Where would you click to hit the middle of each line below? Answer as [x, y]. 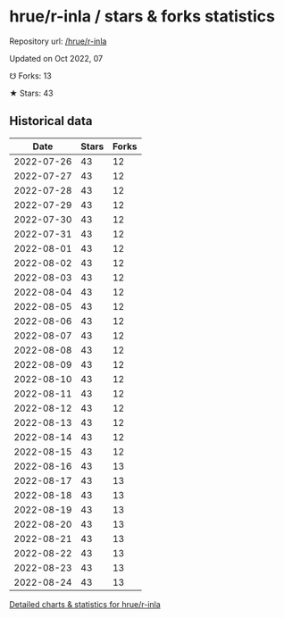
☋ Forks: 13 [30, 75]
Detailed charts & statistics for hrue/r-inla [85, 604]
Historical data [51, 121]
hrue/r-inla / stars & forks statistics [142, 17]
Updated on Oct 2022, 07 [56, 58]
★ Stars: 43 [31, 93]
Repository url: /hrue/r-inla [58, 41]
